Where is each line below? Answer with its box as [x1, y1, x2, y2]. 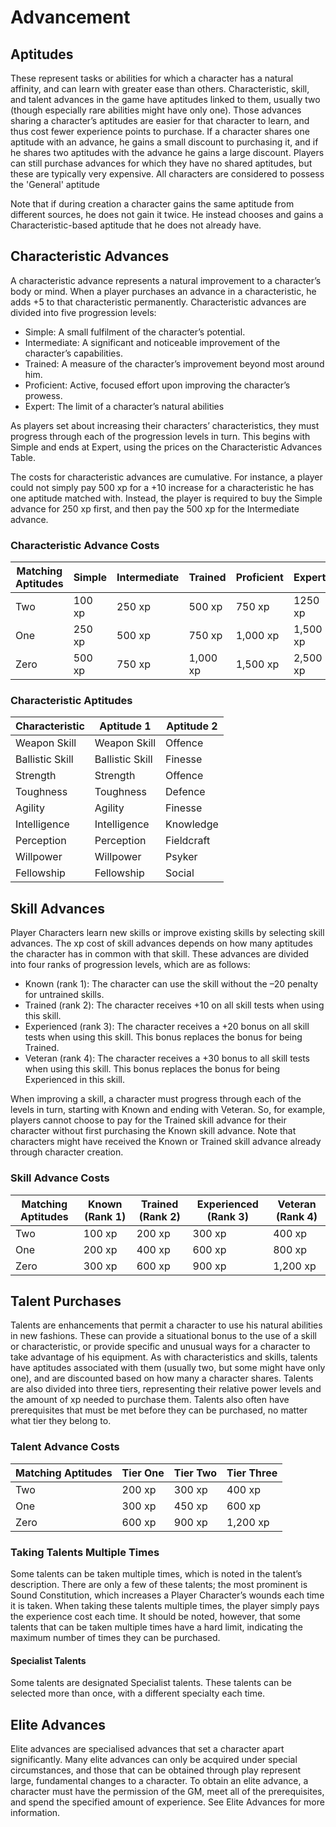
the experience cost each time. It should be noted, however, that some [10, 1610, 301, 1622]
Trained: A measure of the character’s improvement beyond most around [24, 357, 325, 370]
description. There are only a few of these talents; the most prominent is [10, 1578, 308, 1590]
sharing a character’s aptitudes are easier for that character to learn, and [10, 115, 310, 126]
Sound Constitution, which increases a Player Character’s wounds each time [10, 1589, 325, 1601]
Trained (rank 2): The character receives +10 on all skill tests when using [24, 999, 325, 1011]
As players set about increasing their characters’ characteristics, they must [10, 419, 320, 431]
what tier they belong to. [10, 1415, 112, 1427]
